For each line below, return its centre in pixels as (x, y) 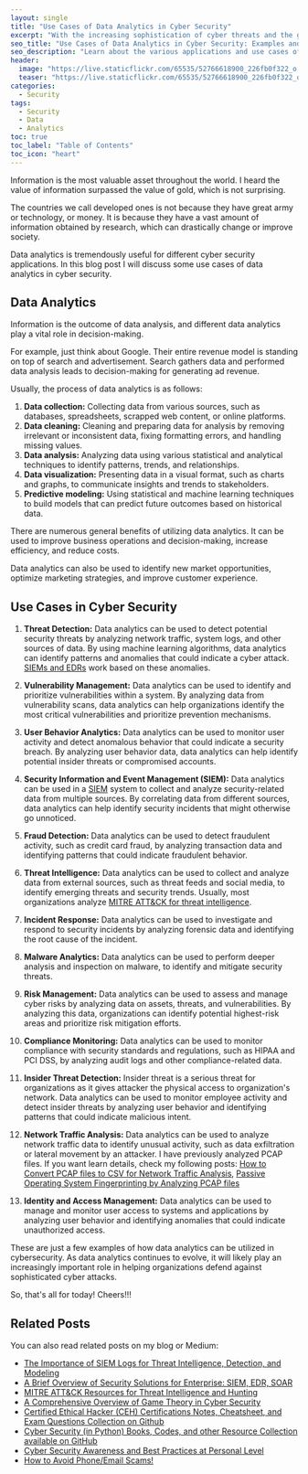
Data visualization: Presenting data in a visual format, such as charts (154, 475)
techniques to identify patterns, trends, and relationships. (132, 465)
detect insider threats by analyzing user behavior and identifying (145, 1107)
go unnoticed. (50, 818)
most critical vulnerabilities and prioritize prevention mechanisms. (147, 715)
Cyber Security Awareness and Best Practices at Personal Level (143, 1451)
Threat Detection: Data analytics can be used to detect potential (145, 629)
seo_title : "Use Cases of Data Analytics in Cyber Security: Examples (148, 43)
